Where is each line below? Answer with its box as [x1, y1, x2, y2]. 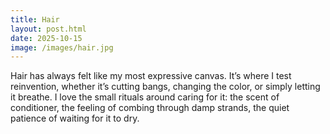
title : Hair [10, 14, 60, 25]
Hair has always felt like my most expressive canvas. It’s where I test [10, 70, 292, 82]
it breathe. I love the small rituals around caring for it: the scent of [10, 91, 280, 103]
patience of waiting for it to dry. [10, 112, 140, 125]
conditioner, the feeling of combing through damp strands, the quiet [10, 102, 290, 114]
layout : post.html [10, 24, 87, 34]
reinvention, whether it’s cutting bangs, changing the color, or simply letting [10, 81, 321, 93]
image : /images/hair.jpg [10, 42, 114, 53]
